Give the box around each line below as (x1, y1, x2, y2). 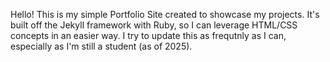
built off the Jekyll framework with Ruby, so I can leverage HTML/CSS (10, 19, 298, 31)
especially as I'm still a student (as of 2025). (10, 40, 193, 52)
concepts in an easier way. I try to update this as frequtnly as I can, (10, 30, 287, 41)
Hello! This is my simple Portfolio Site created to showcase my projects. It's (10, 9, 320, 20)
